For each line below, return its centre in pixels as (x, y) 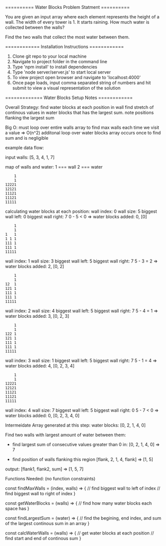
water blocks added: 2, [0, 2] (35, 266)
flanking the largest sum (30, 118)
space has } (17, 508)
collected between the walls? (35, 27)
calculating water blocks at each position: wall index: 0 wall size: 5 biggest (81, 211)
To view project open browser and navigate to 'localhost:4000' (77, 77)
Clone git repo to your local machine (49, 56)
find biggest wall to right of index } (40, 494)
